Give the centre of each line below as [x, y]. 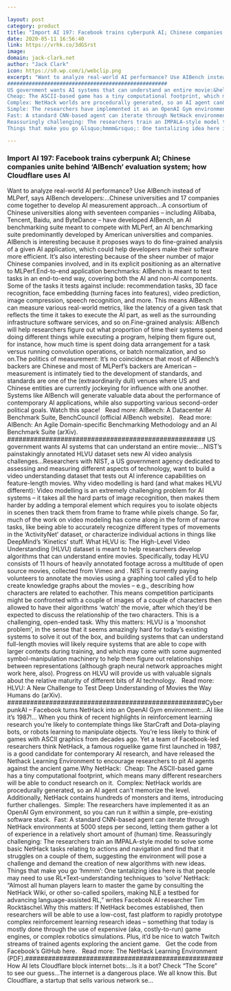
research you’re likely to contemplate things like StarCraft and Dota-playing [114, 724]
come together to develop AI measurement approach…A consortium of [108, 205]
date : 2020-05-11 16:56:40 [46, 39]
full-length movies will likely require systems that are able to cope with [107, 643]
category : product [33, 26]
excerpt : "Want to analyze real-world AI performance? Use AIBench [106, 77]
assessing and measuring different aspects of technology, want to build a [111, 468]
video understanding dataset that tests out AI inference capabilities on [107, 476]
